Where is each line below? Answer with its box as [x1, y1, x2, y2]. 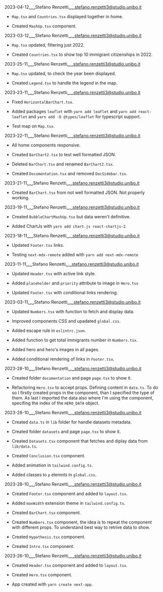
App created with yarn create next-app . [11, 581, 93, 587]
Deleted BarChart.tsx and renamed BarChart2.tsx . [11, 161, 114, 167]
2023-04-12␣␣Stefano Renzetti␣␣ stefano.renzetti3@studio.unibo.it [4, 4, 142, 10]
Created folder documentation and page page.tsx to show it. [11, 375, 132, 381]
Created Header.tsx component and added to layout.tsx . [11, 563, 128, 568]
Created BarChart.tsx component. [11, 510, 81, 516]
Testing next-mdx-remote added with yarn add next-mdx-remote [11, 252, 139, 258]
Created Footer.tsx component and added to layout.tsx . [11, 491, 128, 497]
